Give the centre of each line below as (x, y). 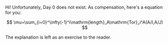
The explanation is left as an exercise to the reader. (58, 37)
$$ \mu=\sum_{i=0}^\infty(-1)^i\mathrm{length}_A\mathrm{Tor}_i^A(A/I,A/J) (85, 22)
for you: (13, 12)
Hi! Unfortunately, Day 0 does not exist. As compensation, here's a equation (84, 7)
